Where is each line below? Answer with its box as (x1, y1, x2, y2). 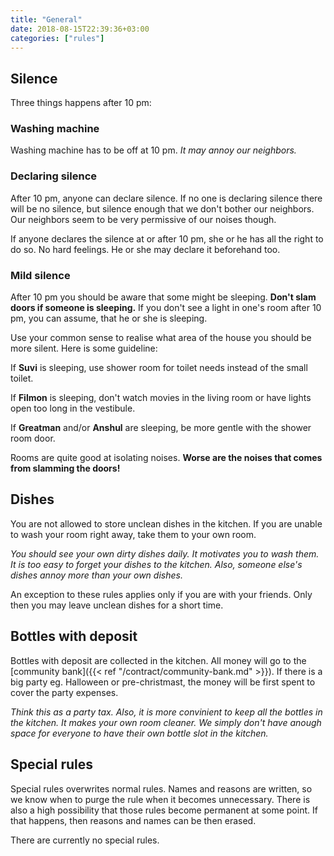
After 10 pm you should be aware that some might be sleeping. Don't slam (10, 291, 317, 303)
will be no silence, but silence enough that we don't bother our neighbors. (10, 202, 315, 215)
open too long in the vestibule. (10, 402, 136, 415)
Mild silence (10, 268, 71, 282)
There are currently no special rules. (10, 834, 160, 846)
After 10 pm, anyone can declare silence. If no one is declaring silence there (10, 192, 323, 204)
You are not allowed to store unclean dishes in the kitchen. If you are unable (10, 517, 323, 530)
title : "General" (10, 14, 83, 25)
